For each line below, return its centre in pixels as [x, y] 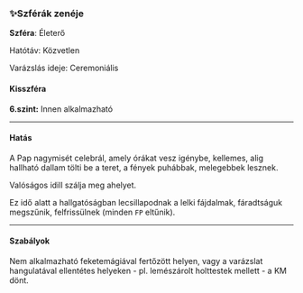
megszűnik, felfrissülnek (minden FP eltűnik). [92, 212]
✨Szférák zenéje [46, 14]
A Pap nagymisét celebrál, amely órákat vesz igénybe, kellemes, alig [137, 158]
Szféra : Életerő [37, 33]
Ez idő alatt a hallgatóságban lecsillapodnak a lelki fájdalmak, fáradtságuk [146, 202]
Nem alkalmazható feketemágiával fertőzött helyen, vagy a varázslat [136, 261]
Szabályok [30, 241]
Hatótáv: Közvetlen [45, 50]
